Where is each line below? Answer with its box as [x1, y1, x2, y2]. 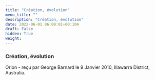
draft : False [5, 26, 33, 32]
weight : [5, 36, 22, 41]
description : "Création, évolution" [5, 17, 84, 22]
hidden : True [5, 31, 33, 36]
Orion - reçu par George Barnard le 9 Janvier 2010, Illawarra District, [5, 64, 150, 70]
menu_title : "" [5, 12, 38, 17]
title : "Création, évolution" [5, 7, 70, 13]
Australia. [5, 70, 26, 76]
